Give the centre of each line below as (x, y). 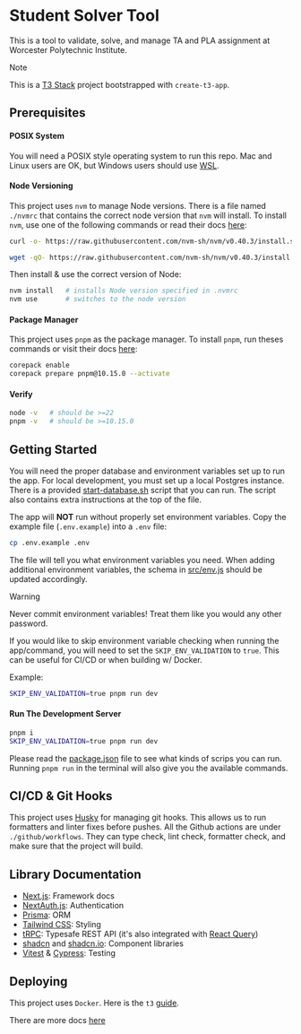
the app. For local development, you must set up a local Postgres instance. (147, 480)
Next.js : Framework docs (68, 896)
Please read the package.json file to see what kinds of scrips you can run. (146, 758)
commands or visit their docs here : (73, 349)
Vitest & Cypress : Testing (69, 953)
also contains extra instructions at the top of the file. (106, 500)
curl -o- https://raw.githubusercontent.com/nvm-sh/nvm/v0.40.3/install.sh (154, 241)
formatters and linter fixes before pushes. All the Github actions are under (145, 827)
